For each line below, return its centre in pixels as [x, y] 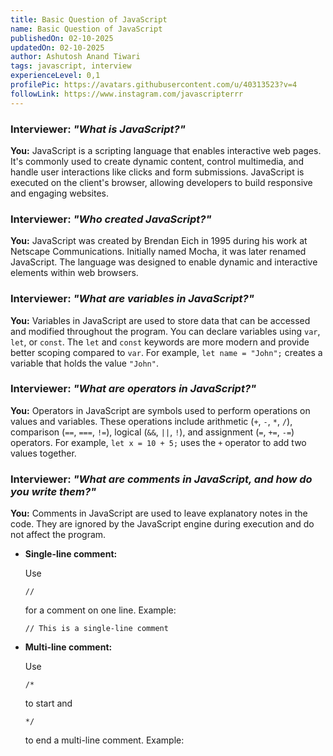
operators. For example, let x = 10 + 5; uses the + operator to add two [158, 442]
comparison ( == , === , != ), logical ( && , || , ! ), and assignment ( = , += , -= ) [152, 432]
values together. [43, 453]
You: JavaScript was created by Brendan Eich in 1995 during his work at [159, 241]
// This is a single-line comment [96, 629]
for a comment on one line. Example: [100, 610]
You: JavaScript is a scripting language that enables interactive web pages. [166, 150]
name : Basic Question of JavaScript [86, 29]
